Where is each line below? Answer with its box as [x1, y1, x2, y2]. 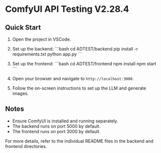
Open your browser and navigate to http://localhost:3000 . [12, 76, 134, 81]
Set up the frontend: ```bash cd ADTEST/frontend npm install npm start [12, 61, 157, 66]
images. [12, 91, 29, 96]
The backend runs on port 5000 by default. [12, 123, 101, 129]
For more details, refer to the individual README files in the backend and [5, 138, 154, 144]
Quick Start [5, 23, 41, 32]
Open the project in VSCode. [12, 36, 71, 42]
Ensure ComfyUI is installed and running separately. [12, 118, 118, 124]
